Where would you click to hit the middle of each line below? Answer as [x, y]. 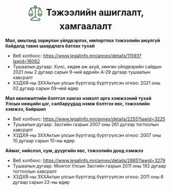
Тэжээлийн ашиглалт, [95, 12]
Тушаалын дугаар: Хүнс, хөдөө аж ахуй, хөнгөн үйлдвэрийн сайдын [87, 66]
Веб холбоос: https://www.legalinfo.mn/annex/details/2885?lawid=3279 [89, 160]
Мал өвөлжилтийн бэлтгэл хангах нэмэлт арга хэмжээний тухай [78, 98]
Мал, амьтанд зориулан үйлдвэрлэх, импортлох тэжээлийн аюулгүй [83, 40]
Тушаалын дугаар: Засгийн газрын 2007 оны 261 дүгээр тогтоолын [86, 124]
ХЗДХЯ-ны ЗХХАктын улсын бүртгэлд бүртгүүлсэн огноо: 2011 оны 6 [88, 177]
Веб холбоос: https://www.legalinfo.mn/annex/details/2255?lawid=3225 [89, 119]
